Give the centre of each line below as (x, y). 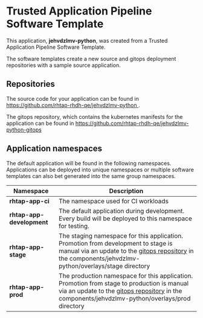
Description (126, 191)
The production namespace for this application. (126, 276)
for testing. (74, 226)
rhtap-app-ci (29, 201)
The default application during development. (121, 211)
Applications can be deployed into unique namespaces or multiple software (100, 170)
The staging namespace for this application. (121, 235)
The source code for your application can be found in (72, 98)
